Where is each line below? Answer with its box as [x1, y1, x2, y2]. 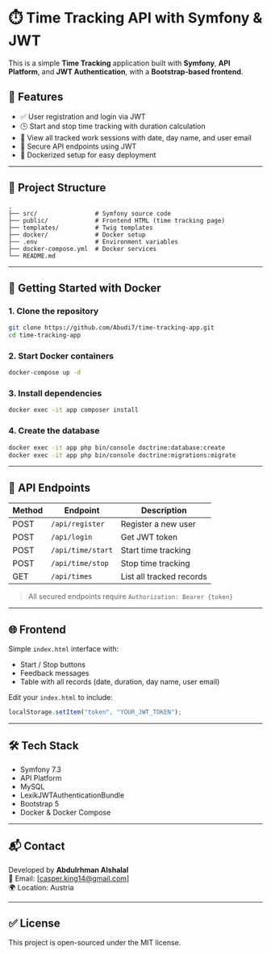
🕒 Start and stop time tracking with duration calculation [19, 121, 206, 131]
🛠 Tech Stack [8, 739, 79, 753]
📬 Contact [8, 840, 65, 853]
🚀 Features [8, 90, 64, 104]
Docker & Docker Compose [19, 807, 111, 817]
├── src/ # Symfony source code [8, 209, 172, 217]
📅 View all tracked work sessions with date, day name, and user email [19, 132, 252, 142]
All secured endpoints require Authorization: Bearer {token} [27, 592, 234, 601]
